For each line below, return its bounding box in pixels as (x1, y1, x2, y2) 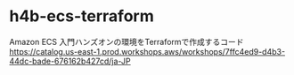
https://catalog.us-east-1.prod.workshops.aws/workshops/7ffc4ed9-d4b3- (9, 46, 286, 56)
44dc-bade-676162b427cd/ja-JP (9, 56, 131, 66)
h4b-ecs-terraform (9, 6, 154, 26)
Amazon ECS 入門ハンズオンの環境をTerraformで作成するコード (9, 36, 244, 47)
